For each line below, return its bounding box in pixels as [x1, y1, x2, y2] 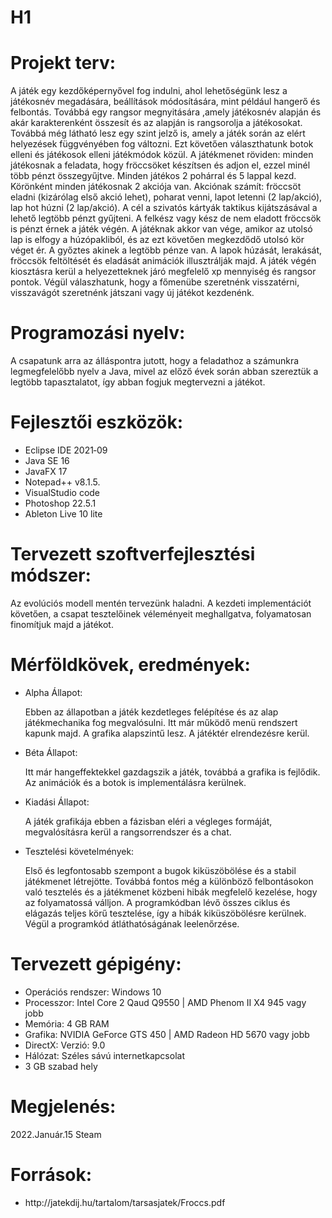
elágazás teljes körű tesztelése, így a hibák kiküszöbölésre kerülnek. [24, 907, 307, 919]
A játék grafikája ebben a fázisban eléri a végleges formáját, [24, 815, 273, 827]
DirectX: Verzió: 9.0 [24, 1039, 106, 1051]
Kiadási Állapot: [24, 796, 90, 808]
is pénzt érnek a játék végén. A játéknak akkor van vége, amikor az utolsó [10, 223, 313, 235]
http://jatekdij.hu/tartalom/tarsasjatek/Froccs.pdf [24, 1196, 226, 1208]
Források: [10, 1163, 93, 1186]
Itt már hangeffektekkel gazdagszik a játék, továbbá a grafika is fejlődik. [24, 766, 321, 778]
